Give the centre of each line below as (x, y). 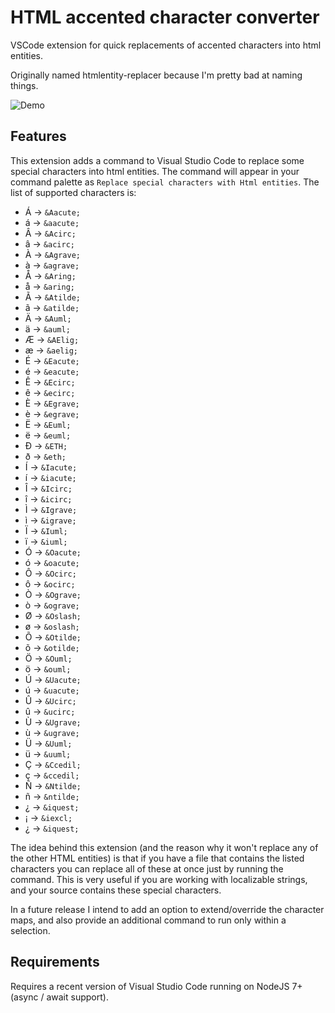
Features (38, 136)
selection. (30, 930)
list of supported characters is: (73, 192)
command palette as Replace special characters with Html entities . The (165, 182)
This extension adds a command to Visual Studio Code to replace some (157, 160)
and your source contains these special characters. (116, 890)
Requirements (55, 962)
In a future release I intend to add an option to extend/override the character (167, 909)
